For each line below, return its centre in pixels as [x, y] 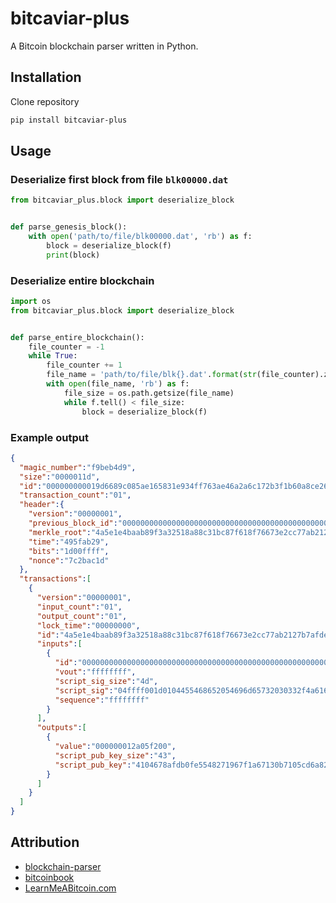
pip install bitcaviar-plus [69, 120]
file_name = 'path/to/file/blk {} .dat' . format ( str [151, 375]
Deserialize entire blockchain [82, 280]
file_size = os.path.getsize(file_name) [149, 393]
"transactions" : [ [55, 579]
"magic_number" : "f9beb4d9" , [78, 467]
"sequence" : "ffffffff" [102, 700]
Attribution [45, 842]
